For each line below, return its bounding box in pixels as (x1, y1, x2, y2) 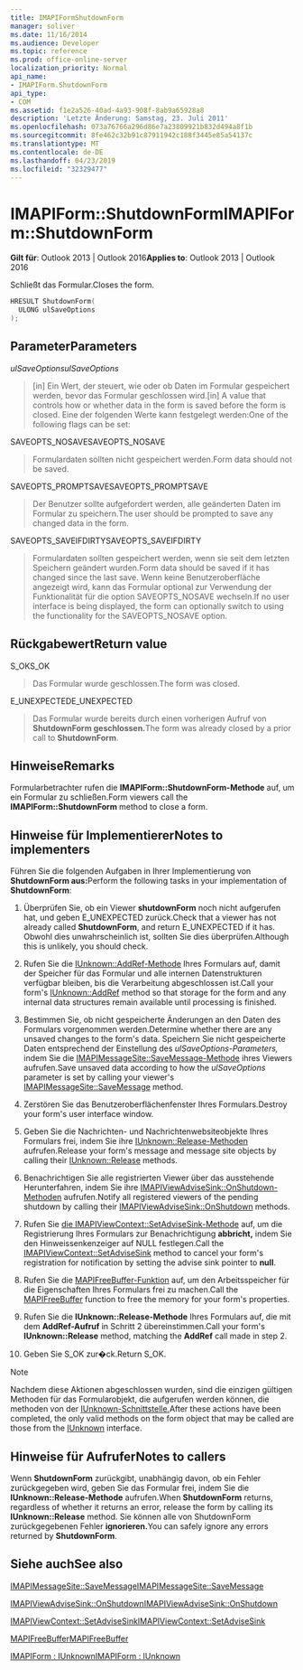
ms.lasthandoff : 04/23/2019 (10, 155, 116, 165)
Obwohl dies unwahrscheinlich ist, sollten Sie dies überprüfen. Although (23, 932, 289, 943)
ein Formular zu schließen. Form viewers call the (10, 792, 188, 802)
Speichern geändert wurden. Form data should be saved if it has (32, 562, 270, 573)
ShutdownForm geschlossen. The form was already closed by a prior (32, 722, 291, 733)
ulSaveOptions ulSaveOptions (10, 362, 120, 373)
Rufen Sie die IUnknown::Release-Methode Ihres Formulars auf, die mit (23, 1311, 291, 1322)
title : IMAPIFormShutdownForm (10, 13, 124, 23)
